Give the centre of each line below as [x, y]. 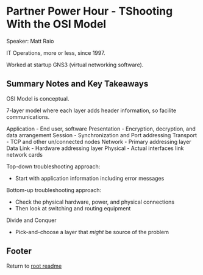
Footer [19, 251]
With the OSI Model [56, 24]
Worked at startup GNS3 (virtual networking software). [75, 65]
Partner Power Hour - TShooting [90, 11]
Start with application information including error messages [90, 178]
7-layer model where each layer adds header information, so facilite [91, 110]
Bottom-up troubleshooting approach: [54, 190]
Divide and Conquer [31, 220]
